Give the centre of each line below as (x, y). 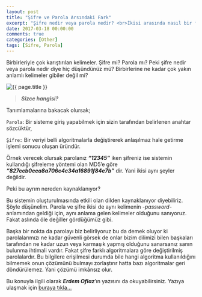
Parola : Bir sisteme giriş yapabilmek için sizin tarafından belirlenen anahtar (99, 121)
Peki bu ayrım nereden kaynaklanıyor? (54, 188)
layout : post (23, 12)
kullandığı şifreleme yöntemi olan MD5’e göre (62, 164)
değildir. (16, 177)
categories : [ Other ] (32, 40)
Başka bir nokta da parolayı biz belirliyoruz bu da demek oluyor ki (87, 231)
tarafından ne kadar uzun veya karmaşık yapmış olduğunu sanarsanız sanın (99, 243)
